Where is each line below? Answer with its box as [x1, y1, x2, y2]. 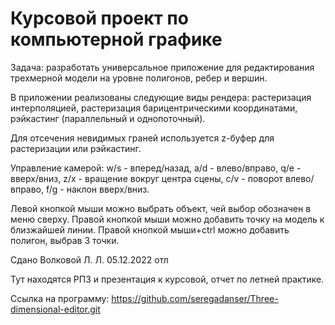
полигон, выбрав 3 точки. [10, 234, 120, 246]
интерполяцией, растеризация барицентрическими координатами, [10, 102, 298, 114]
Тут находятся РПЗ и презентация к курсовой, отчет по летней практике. [10, 273, 325, 285]
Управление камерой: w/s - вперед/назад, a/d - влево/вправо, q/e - [10, 162, 302, 174]
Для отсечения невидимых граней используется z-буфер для [10, 132, 275, 144]
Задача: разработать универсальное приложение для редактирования [10, 61, 315, 73]
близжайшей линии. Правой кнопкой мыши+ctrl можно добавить [10, 223, 290, 236]
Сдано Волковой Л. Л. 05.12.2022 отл [10, 253, 169, 266]
